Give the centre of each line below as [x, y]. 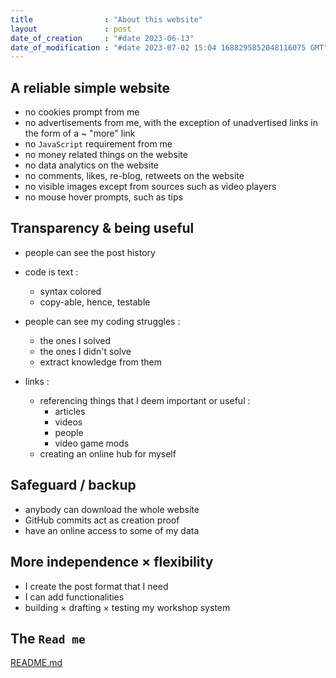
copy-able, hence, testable [95, 302]
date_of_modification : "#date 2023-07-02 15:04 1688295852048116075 [158, 47]
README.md [36, 663]
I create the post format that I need [96, 586]
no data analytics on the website [91, 165]
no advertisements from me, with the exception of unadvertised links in [171, 123]
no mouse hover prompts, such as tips [103, 197]
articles [70, 411]
